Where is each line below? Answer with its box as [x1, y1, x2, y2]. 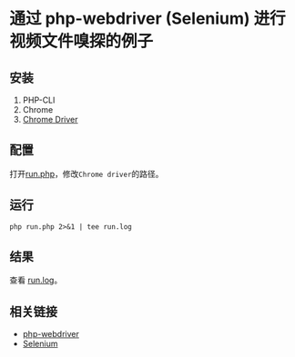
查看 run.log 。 [9, 274, 63, 286]
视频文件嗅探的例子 [9, 31, 154, 52]
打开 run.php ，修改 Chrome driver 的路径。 [9, 168, 164, 179]
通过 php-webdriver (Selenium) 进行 [9, 8, 286, 29]
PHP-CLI [22, 94, 56, 105]
